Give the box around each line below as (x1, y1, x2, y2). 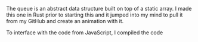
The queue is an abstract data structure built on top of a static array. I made (6, 5, 192, 12)
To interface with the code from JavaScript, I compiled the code (6, 29, 163, 36)
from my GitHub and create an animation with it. (6, 18, 124, 24)
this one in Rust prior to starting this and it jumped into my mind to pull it (6, 11, 183, 18)
